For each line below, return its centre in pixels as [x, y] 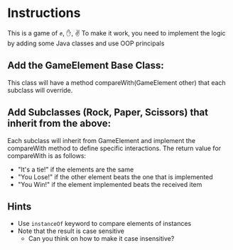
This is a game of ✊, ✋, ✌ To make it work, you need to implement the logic [116, 33]
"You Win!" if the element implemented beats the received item [110, 184]
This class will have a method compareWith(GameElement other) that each [116, 82]
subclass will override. [40, 90]
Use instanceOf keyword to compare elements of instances [104, 224]
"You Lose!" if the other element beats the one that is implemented [115, 177]
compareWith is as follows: [47, 155]
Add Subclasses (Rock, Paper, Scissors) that [108, 112]
